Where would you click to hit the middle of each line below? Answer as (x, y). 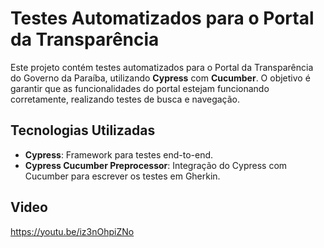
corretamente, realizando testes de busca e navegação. (125, 99)
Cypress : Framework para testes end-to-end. (119, 154)
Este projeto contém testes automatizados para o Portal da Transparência (162, 67)
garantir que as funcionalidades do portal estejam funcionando (140, 88)
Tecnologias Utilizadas (83, 130)
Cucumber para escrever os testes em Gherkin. (122, 176)
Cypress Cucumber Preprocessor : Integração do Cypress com (156, 165)
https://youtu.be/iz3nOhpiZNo (72, 231)
